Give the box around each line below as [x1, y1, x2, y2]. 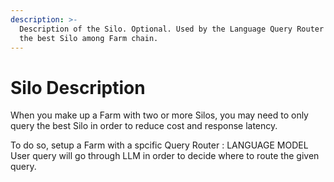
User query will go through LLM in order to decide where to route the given [10, 150, 320, 162]
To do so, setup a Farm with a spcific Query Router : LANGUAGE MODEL [10, 139, 309, 151]
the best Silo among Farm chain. [19, 33, 159, 43]
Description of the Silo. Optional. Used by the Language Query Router [19, 24, 325, 34]
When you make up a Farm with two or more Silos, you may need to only [10, 109, 309, 121]
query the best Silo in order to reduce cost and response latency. [10, 120, 278, 132]
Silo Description [10, 76, 146, 99]
